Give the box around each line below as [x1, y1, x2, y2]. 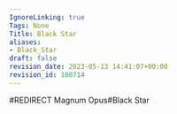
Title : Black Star [9, 29, 77, 38]
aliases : [9, 37, 42, 47]
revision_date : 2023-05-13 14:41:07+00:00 [9, 63, 168, 72]
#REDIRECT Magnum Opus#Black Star [9, 95, 150, 105]
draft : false [9, 54, 58, 63]
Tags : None [9, 21, 50, 30]
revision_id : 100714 [9, 71, 86, 80]
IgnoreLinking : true [9, 12, 86, 22]
